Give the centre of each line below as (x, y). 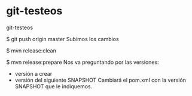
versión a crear (33, 73)
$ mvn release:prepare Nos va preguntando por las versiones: (83, 62)
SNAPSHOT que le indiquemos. (54, 86)
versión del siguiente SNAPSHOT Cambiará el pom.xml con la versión (100, 80)
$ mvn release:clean (31, 50)
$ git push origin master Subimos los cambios (63, 39)
